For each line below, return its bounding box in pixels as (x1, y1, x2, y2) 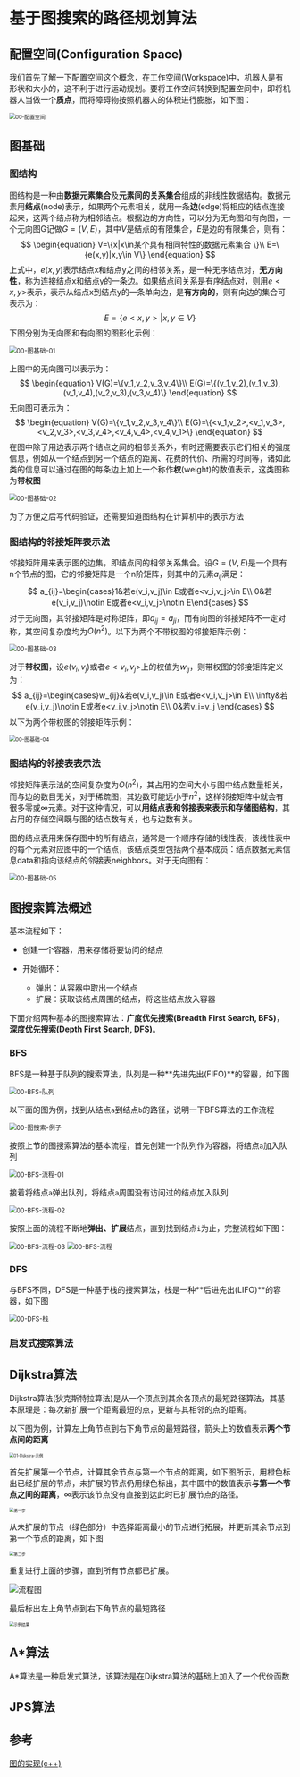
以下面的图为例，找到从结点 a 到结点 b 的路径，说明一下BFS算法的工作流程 (9, 1104, 275, 1115)
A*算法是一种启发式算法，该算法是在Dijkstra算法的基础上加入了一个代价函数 (9, 1671, 290, 1681)
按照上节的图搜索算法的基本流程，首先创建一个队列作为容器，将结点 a (9, 1140, 264, 1151)
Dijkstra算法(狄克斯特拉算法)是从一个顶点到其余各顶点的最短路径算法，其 (9, 1392, 278, 1403)
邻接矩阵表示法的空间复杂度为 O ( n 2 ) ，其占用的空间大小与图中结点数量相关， (9, 778, 288, 790)
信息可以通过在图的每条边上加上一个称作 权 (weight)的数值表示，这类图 (24, 463, 283, 474)
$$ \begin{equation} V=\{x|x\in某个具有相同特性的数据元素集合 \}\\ (21, 239, 265, 250)
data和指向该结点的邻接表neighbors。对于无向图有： (16, 854, 212, 865)
